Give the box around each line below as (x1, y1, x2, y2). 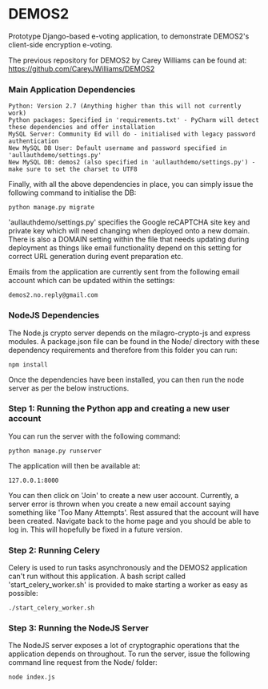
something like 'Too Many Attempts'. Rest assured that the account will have (8, 507, 260, 517)
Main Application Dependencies (8, 83, 136, 95)
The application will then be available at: (8, 460, 141, 470)
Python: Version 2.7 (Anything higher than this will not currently (8, 102, 242, 111)
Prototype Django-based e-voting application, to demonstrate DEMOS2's (8, 31, 250, 41)
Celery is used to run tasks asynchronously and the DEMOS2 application (8, 563, 248, 573)
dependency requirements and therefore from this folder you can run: (8, 345, 238, 355)
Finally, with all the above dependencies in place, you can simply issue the (8, 180, 254, 189)
